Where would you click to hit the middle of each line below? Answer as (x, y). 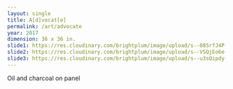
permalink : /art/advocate (44, 26)
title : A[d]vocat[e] (37, 20)
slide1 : (18, 46)
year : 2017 (23, 33)
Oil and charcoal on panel (44, 78)
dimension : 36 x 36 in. (42, 39)
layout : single (29, 13)
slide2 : (18, 52)
